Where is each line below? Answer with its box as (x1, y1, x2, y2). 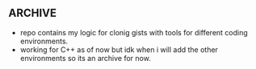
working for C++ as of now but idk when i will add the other (19, 44, 218, 55)
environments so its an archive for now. (19, 53, 151, 63)
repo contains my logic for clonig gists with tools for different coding (19, 27, 248, 37)
